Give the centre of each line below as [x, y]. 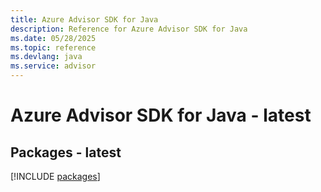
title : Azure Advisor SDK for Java [84, 19]
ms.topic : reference [53, 47]
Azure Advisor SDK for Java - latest [161, 115]
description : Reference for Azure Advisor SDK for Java [129, 29]
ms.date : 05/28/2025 [53, 38]
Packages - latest [66, 152]
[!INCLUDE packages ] [55, 176]
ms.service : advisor [53, 66]
